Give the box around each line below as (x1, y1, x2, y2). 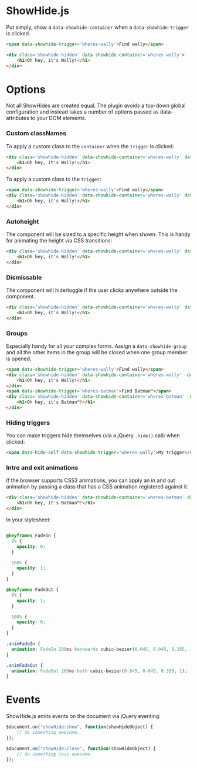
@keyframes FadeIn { (6, 533, 57, 539)
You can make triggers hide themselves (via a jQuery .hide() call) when (6, 432, 180, 439)
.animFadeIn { (6, 641, 41, 647)
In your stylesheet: (6, 516, 51, 523)
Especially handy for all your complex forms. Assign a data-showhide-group (6, 343, 187, 350)
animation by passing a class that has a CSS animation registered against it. (6, 483, 189, 490)
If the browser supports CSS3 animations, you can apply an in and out (6, 477, 175, 484)
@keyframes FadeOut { (6, 587, 59, 593)
